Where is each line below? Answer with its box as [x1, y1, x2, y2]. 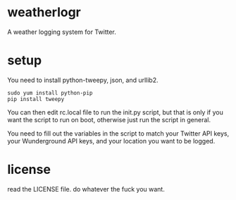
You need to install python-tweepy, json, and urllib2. [7, 76, 159, 84]
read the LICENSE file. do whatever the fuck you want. [7, 184, 166, 193]
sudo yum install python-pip [7, 89, 93, 96]
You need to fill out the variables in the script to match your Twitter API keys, [7, 129, 230, 138]
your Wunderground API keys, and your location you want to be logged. [7, 136, 216, 145]
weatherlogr [7, 4, 81, 20]
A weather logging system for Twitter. [7, 28, 116, 36]
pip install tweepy [7, 95, 65, 102]
